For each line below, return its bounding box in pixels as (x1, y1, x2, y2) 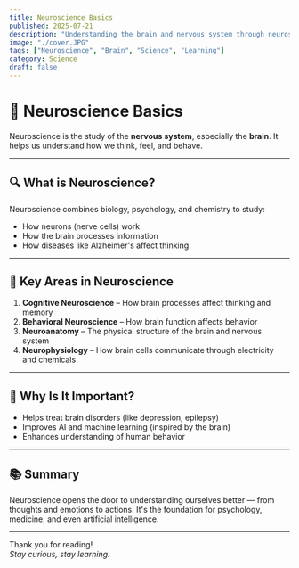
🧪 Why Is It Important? (9, 389, 135, 404)
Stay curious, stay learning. (9, 549, 110, 560)
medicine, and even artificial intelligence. (9, 514, 159, 524)
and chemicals (21, 354, 77, 366)
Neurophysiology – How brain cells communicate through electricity (21, 345, 274, 356)
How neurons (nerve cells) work (21, 220, 141, 232)
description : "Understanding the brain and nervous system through (9, 29, 265, 38)
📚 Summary (9, 466, 80, 482)
